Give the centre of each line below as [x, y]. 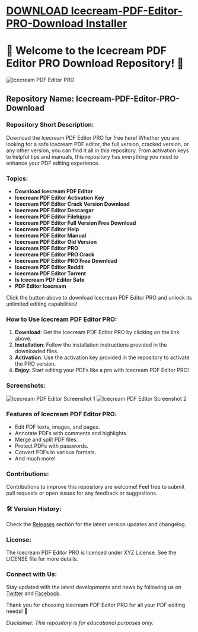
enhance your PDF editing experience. [53, 163]
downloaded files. [36, 351]
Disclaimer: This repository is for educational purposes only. [80, 623]
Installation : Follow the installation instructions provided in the [91, 345]
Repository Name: [40, 98]
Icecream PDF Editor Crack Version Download [72, 204]
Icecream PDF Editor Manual [50, 235]
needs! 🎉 [17, 611]
